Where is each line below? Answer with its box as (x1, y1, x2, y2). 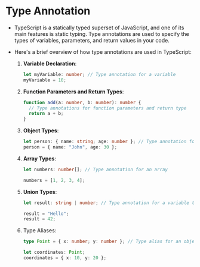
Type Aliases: (23, 227, 57, 234)
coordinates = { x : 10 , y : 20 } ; (23, 255, 107, 261)
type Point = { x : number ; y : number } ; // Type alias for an (23, 238, 181, 245)
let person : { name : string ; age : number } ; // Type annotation (23, 139, 187, 145)
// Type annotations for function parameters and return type (28, 105, 187, 111)
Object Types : (23, 127, 59, 134)
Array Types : (23, 154, 56, 162)
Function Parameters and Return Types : (23, 88, 124, 95)
